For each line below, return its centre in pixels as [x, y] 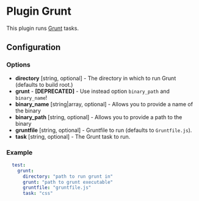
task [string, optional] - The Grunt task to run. [73, 136]
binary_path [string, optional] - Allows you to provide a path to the [99, 117]
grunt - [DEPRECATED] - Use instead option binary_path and [92, 91]
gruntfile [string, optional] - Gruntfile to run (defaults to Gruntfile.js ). [103, 130]
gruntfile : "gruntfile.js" [57, 188]
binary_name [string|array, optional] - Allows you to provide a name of [104, 104]
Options [18, 65]
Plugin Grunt [39, 11]
